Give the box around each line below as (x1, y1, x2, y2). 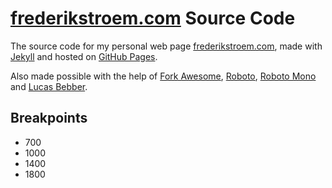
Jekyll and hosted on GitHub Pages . (10, 50, 158, 62)
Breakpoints (10, 110, 88, 127)
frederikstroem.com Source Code (10, 7, 296, 30)
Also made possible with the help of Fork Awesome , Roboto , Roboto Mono (10, 70, 317, 82)
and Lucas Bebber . (10, 80, 88, 92)
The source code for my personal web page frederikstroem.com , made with (10, 40, 323, 52)
